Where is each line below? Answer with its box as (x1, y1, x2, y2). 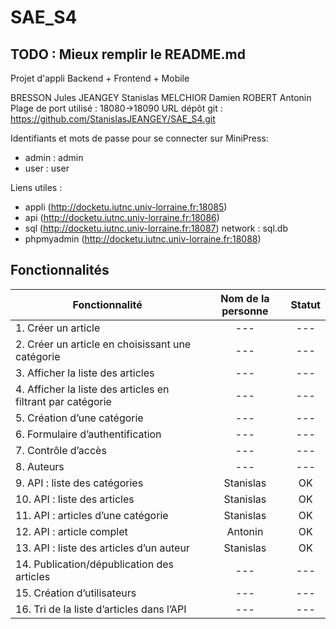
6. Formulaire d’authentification (15, 427, 162, 441)
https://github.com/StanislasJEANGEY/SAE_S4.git (10, 113, 216, 125)
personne (221, 304, 269, 318)
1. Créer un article (15, 321, 101, 335)
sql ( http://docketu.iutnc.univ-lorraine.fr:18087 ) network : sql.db (24, 222, 288, 234)
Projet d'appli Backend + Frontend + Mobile (10, 72, 190, 84)
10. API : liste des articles (15, 492, 135, 506)
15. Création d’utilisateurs (15, 586, 137, 600)
